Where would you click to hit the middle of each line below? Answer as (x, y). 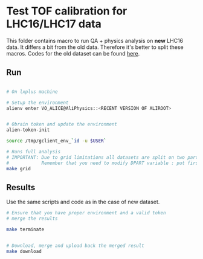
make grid (19, 168)
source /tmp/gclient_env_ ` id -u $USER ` (56, 141)
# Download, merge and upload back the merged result (76, 246)
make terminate (25, 230)
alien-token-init (28, 130)
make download (24, 251)
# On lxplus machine (32, 92)
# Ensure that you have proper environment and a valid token (86, 213)
